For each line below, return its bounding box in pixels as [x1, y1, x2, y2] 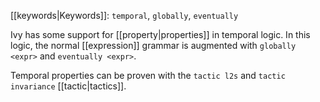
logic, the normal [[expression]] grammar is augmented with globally [10, 40, 297, 51]
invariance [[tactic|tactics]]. [10, 80, 127, 92]
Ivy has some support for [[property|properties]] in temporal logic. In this [10, 29, 311, 40]
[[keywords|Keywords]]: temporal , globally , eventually [10, 10, 239, 21]
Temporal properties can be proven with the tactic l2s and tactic [10, 70, 286, 81]
